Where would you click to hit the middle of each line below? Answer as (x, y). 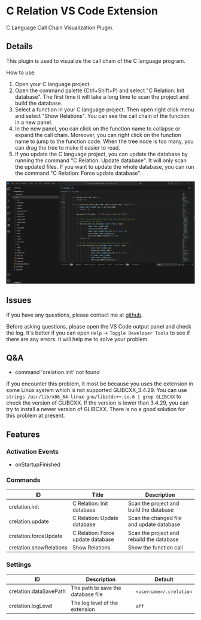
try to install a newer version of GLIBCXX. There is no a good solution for (96, 409)
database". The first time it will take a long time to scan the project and (102, 96)
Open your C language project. (53, 84)
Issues (19, 300)
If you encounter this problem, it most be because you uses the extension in (100, 384)
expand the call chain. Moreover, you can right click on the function (98, 135)
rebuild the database (153, 539)
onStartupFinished (38, 464)
